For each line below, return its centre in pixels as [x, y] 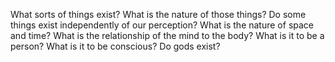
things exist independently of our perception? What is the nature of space [162, 25]
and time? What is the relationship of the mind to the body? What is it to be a [167, 35]
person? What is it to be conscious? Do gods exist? [115, 46]
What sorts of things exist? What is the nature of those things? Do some [158, 14]
